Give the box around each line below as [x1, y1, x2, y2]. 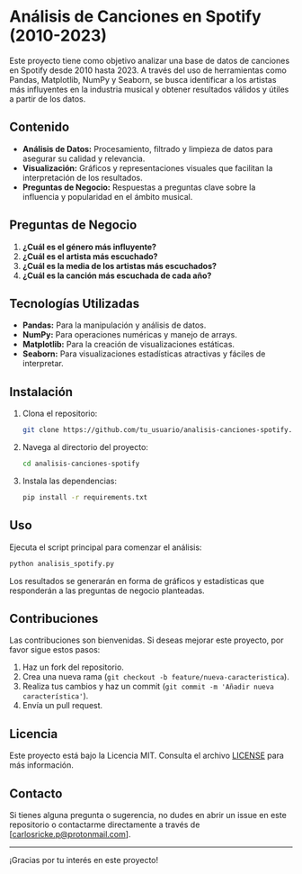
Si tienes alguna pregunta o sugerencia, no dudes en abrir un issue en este [9, 809, 288, 820]
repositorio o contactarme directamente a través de [9, 819, 200, 830]
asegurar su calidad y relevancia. [22, 153, 146, 164]
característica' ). [22, 690, 89, 701]
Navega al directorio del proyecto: [22, 442, 148, 453]
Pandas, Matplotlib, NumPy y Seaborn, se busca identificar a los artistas [9, 74, 277, 85]
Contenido [9, 120, 70, 135]
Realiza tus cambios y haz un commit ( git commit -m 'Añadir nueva [22, 681, 274, 692]
